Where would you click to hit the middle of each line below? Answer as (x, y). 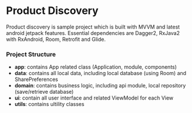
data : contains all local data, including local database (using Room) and (100, 73)
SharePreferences (36, 79)
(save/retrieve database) (44, 92)
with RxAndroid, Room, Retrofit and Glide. (56, 39)
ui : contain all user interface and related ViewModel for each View (94, 98)
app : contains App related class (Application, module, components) (95, 67)
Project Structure (31, 54)
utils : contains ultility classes (49, 104)
